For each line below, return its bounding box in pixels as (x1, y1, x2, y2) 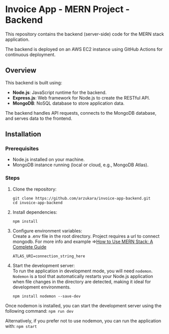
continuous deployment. (5, 52, 56, 58)
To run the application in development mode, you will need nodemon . (12, 268, 153, 274)
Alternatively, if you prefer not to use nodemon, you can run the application (5, 317, 161, 324)
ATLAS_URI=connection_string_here (12, 254, 85, 259)
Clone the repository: (12, 186, 57, 192)
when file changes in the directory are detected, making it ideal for (12, 278, 151, 284)
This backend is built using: (5, 79, 62, 85)
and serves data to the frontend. (5, 115, 72, 121)
